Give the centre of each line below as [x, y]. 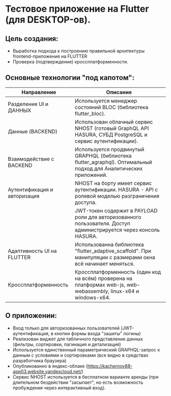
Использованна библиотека [109, 244]
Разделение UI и [28, 104]
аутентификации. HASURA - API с [116, 190]
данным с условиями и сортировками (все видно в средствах [80, 355]
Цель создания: [32, 39]
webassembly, [92, 291]
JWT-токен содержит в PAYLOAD [116, 211]
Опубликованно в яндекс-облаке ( [50, 366]
